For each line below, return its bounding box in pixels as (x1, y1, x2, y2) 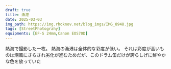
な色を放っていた (5, 58, 41, 64)
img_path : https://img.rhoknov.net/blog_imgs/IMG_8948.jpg (5, 21, 134, 27)
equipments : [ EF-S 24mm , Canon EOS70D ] (5, 31, 88, 36)
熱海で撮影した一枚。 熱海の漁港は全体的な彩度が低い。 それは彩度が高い (5, 46, 160, 51)
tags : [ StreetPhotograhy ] (5, 26, 60, 31)
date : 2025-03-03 (5, 17, 42, 22)
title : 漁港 (5, 12, 29, 17)
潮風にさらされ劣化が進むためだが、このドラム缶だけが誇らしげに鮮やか (14, 52, 166, 58)
